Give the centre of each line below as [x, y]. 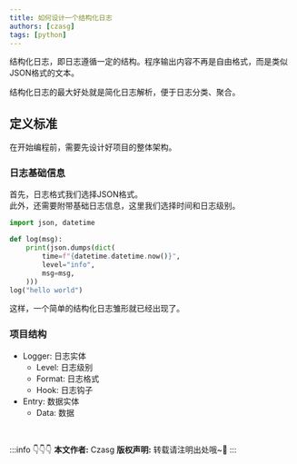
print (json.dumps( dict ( [71, 248]
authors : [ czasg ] [42, 26]
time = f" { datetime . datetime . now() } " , [111, 257]
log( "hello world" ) [46, 290]
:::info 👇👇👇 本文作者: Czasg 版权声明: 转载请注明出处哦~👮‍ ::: [123, 449]
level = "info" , [69, 264]
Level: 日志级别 [64, 367]
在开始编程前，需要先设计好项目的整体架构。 [93, 147]
